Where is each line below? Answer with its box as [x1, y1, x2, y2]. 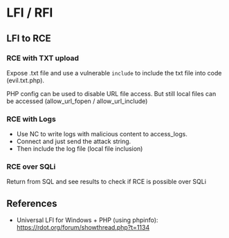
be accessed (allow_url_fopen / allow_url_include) [6, 97, 148, 105]
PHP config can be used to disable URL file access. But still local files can [6, 89, 217, 98]
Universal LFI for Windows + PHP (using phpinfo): [16, 216, 158, 224]
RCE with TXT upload [6, 53, 80, 63]
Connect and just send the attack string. [16, 137, 131, 146]
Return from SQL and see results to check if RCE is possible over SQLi [6, 178, 207, 186]
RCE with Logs [6, 114, 56, 124]
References [6, 197, 57, 209]
